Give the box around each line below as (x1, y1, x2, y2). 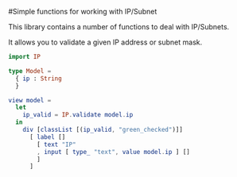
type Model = (8, 67, 52, 75)
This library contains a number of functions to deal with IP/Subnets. (8, 22, 230, 31)
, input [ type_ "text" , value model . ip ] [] (37, 148, 191, 156)
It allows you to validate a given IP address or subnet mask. (8, 37, 203, 47)
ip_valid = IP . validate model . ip (22, 111, 134, 119)
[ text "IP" (37, 140, 77, 148)
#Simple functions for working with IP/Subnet (8, 7, 157, 16)
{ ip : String (15, 75, 62, 83)
